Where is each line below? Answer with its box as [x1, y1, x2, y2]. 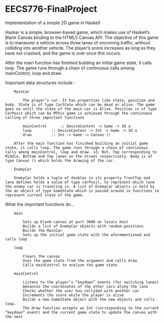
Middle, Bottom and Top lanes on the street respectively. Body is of [5, 154, 153, 159]
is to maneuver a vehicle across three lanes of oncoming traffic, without [5, 39, 151, 45]
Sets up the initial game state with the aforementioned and [23, 232, 151, 237]
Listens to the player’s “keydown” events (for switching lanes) [23, 280, 160, 285]
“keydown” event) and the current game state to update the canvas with [5, 310, 157, 315]
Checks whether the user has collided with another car [23, 288, 139, 293]
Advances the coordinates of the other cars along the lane [23, 284, 148, 289]
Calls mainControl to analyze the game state [23, 262, 118, 267]
